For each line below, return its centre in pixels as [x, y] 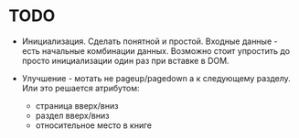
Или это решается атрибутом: [80, 88]
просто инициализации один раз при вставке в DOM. [125, 60]
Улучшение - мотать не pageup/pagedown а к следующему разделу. [156, 78]
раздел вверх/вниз [72, 115]
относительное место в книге [94, 125]
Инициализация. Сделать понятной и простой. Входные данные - [149, 41]
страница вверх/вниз [77, 105]
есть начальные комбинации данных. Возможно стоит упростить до [155, 50]
